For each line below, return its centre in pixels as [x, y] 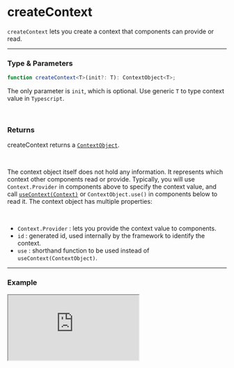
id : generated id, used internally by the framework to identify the [111, 236]
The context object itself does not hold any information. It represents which [115, 172]
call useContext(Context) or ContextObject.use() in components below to [112, 194]
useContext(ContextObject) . [57, 258]
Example [22, 282]
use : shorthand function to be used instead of [83, 250]
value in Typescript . [36, 99]
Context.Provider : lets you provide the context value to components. [117, 229]
